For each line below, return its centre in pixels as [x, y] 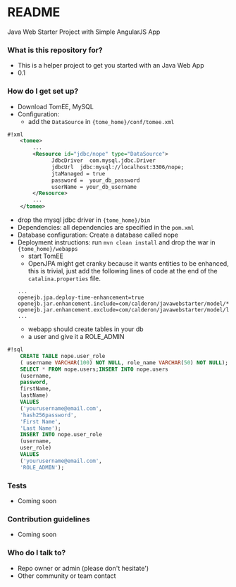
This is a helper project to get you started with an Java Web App [111, 66]
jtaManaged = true [79, 173]
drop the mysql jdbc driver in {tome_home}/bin [84, 220]
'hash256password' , [49, 415]
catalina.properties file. [64, 278]
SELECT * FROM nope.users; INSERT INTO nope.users [94, 369]
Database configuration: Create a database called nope [98, 235]
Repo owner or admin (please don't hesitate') [83, 568]
